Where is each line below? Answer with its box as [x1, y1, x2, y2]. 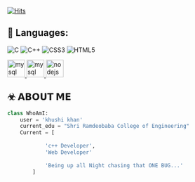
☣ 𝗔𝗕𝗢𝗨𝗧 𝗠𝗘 [7, 91, 72, 103]
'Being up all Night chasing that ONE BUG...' [44, 162, 184, 169]
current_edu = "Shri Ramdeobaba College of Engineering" [20, 123, 190, 130]
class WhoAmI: [7, 110, 49, 117]
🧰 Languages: [7, 27, 69, 39]
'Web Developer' [44, 148, 93, 156]
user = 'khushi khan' [20, 116, 83, 123]
